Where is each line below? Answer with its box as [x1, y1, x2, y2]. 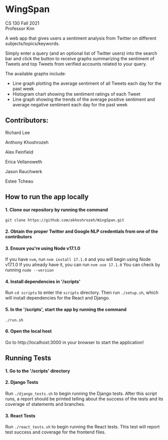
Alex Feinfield [5, 149, 34, 155]
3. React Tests [5, 412, 36, 418]
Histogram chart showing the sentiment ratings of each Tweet [12, 91, 140, 97]
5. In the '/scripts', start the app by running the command [5, 306, 127, 312]
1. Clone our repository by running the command [5, 207, 108, 213]
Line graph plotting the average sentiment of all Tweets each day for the [12, 80, 162, 86]
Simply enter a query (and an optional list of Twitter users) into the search [5, 50, 157, 56]
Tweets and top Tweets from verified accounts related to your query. [5, 61, 147, 67]
